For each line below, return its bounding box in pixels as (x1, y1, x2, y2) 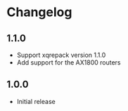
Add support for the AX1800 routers (16, 58, 121, 67)
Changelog (6, 4, 72, 20)
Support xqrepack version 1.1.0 (16, 51, 106, 59)
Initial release (16, 97, 56, 105)
